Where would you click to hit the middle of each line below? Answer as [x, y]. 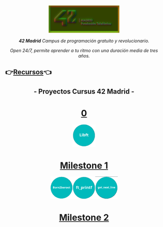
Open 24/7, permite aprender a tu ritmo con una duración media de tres [84, 50]
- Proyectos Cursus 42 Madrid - [84, 91]
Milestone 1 [84, 165]
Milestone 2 [84, 218]
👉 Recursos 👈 [28, 72]
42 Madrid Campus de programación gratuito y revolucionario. [84, 41]
